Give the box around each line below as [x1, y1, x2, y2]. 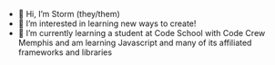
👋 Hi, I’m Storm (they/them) [17, 9, 120, 19]
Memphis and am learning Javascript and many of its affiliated [17, 37, 252, 48]
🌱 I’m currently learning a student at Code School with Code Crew [17, 28, 266, 38]
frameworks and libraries [17, 47, 112, 58]
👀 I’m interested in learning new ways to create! [17, 18, 197, 29]
